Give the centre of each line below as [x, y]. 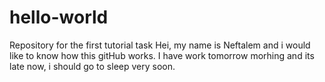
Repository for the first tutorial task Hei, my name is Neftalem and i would [160, 45]
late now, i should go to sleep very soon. [92, 66]
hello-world [59, 17]
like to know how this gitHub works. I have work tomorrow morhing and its [162, 55]
